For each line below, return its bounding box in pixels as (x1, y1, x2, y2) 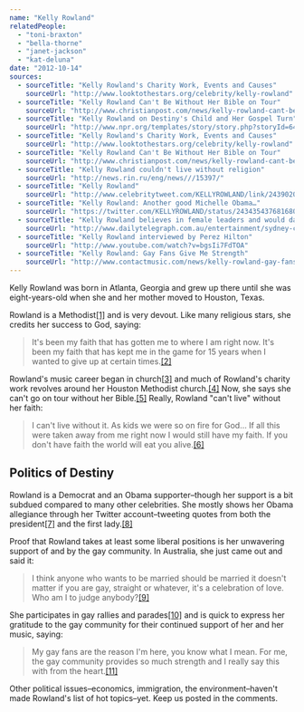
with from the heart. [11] (31, 665, 119, 676)
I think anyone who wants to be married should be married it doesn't (31, 572, 287, 583)
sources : (9, 72, 43, 82)
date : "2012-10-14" (9, 64, 83, 73)
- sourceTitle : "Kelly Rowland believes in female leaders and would (17, 215, 285, 225)
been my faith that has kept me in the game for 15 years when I (31, 346, 267, 357)
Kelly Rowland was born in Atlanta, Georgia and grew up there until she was (9, 283, 291, 293)
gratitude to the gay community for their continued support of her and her (9, 619, 285, 630)
